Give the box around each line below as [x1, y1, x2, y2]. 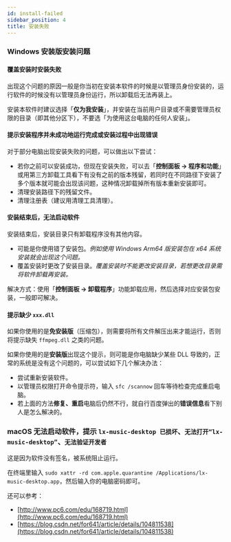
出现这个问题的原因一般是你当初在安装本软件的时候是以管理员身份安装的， [7, 82, 218, 90]
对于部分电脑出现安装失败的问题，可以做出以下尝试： [7, 147, 158, 155]
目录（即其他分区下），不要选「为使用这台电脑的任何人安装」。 [19, 113, 194, 122]
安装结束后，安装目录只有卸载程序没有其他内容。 [7, 230, 146, 238]
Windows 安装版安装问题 [7, 47, 91, 56]
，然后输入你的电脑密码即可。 [59, 477, 144, 486]
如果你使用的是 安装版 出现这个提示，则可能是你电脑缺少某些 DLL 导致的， [7, 350, 214, 358]
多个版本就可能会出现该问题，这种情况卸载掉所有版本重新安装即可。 [16, 179, 210, 187]
